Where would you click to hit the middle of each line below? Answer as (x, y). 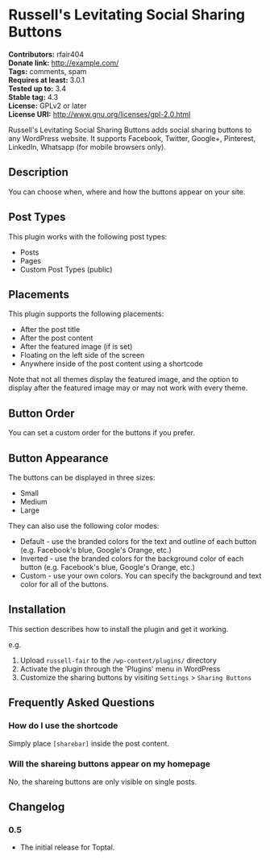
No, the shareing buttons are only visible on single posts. (103, 781)
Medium (34, 502)
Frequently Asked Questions (82, 703)
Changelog (37, 807)
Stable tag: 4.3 (33, 97)
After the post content (56, 338)
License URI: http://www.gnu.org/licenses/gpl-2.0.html (100, 114)
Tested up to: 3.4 (37, 88)
